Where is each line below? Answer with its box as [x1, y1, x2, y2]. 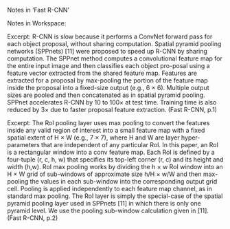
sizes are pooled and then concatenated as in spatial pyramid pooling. [7, 91, 206, 99]
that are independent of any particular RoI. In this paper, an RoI [41, 141, 218, 149]
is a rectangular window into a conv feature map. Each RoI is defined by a [7, 148, 215, 156]
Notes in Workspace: [7, 19, 67, 27]
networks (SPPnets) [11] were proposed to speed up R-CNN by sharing [7, 47, 208, 55]
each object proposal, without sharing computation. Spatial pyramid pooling [7, 40, 222, 47]
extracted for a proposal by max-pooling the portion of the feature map [7, 76, 208, 85]
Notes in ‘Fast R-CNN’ [7, 6, 70, 14]
